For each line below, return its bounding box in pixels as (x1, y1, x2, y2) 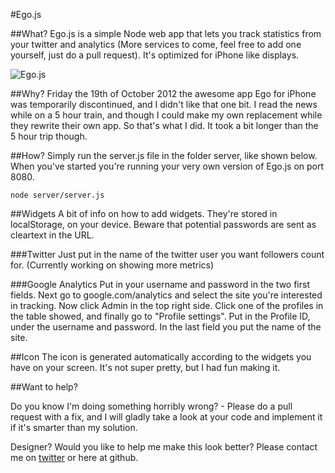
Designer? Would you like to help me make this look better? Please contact (10, 441, 318, 453)
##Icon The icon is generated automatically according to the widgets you (10, 351, 312, 363)
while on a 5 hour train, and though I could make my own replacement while (10, 109, 323, 121)
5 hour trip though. (10, 130, 88, 142)
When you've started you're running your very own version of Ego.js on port (10, 160, 325, 172)
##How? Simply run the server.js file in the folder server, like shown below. (10, 150, 318, 161)
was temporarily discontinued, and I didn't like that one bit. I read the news (10, 99, 318, 110)
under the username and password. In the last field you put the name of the (10, 321, 322, 333)
